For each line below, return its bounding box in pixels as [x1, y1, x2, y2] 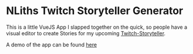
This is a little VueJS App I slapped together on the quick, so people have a [6, 23, 188, 31]
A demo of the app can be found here [6, 41, 97, 48]
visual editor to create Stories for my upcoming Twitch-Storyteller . [6, 29, 166, 36]
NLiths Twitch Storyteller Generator [6, 4, 184, 18]
